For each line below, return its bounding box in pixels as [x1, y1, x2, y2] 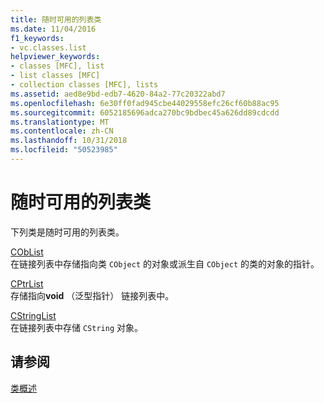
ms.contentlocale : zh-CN [10, 126, 114, 136]
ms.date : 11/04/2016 [10, 24, 97, 34]
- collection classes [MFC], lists [10, 80, 159, 90]
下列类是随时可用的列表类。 [10, 226, 125, 238]
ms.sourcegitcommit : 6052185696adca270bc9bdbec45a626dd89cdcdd [10, 107, 280, 118]
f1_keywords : [10, 33, 65, 43]
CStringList [10, 309, 57, 321]
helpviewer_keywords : [10, 52, 101, 62]
